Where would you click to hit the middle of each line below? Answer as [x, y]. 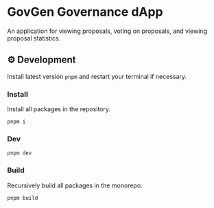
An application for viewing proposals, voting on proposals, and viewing [107, 31]
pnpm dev [20, 153]
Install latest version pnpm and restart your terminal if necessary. [97, 76]
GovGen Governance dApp [85, 12]
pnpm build [23, 198]
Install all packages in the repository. [59, 109]
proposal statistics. [34, 38]
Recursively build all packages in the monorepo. [75, 185]
